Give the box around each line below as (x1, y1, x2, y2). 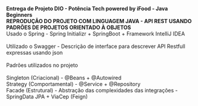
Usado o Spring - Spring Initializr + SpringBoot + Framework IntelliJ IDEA (6, 30, 185, 37)
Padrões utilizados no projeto (6, 62, 79, 69)
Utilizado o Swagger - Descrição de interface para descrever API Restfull (6, 43, 186, 50)
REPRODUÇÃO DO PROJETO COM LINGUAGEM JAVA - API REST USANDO (6, 18, 192, 24)
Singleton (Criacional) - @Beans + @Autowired (6, 74, 122, 81)
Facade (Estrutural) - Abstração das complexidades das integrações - (6, 87, 178, 94)
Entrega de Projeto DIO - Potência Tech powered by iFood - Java (6, 5, 168, 12)
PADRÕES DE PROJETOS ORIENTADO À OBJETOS (6, 24, 131, 31)
